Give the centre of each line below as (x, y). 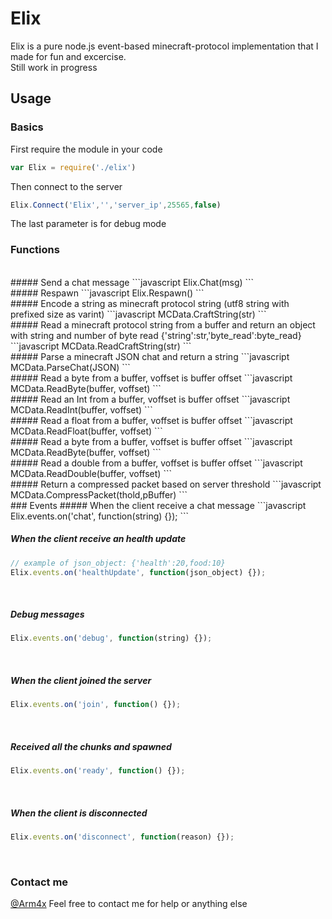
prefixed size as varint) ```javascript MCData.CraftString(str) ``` (138, 314)
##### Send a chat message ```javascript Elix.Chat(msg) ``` (132, 282)
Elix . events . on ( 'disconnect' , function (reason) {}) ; (122, 837)
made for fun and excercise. (68, 56)
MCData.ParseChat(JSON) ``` (70, 367)
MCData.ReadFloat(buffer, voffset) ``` (86, 431)
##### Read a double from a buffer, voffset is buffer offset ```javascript (156, 463)
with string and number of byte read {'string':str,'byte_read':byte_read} (156, 335)
